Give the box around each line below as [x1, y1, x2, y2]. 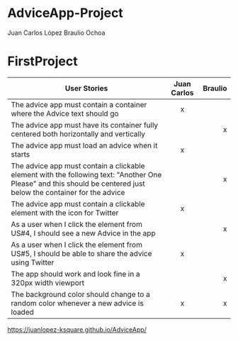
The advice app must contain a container [11, 99, 147, 109]
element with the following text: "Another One [11, 169, 162, 179]
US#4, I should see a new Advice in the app [11, 228, 156, 238]
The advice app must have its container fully [11, 120, 159, 130]
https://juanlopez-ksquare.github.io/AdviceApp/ [7, 325, 147, 334]
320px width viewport [11, 278, 85, 288]
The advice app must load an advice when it [11, 140, 158, 150]
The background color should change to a [11, 289, 150, 299]
